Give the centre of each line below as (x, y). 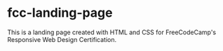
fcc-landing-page (60, 13)
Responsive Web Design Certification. (62, 39)
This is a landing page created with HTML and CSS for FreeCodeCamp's (112, 32)
